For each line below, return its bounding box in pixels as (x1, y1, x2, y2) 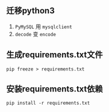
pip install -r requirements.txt (6, 100, 90, 107)
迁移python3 (6, 5, 55, 16)
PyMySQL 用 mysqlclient (14, 23, 72, 30)
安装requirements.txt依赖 (6, 84, 104, 95)
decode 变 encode (14, 30, 56, 37)
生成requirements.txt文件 (6, 50, 104, 60)
